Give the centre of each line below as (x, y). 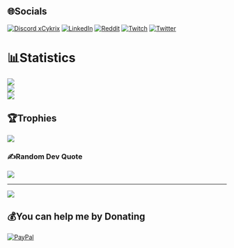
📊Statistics (41, 58)
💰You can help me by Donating (76, 217)
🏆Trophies (32, 118)
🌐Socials (27, 12)
